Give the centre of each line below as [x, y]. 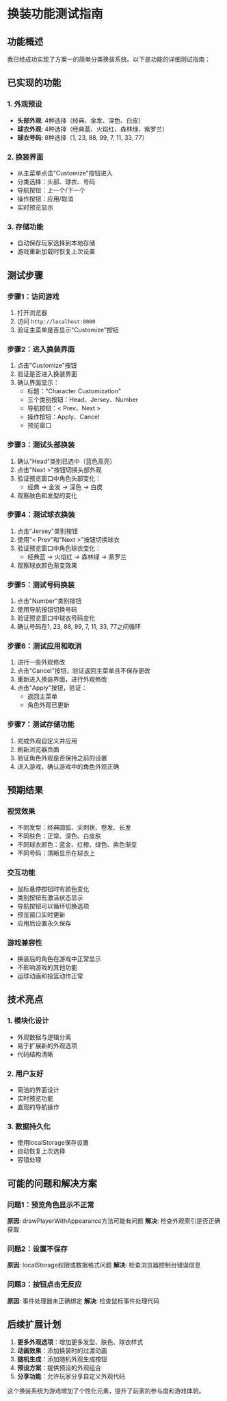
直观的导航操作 [38, 1107]
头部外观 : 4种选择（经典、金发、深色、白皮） [81, 120]
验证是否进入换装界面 [47, 374]
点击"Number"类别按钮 [49, 601]
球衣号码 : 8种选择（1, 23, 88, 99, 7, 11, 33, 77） [82, 137]
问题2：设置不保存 [38, 1249]
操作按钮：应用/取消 [45, 199]
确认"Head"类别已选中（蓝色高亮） [66, 461]
